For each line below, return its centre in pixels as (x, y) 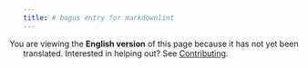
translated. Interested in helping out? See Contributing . (126, 53)
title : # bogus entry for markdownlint (99, 18)
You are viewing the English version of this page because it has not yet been (154, 44)
